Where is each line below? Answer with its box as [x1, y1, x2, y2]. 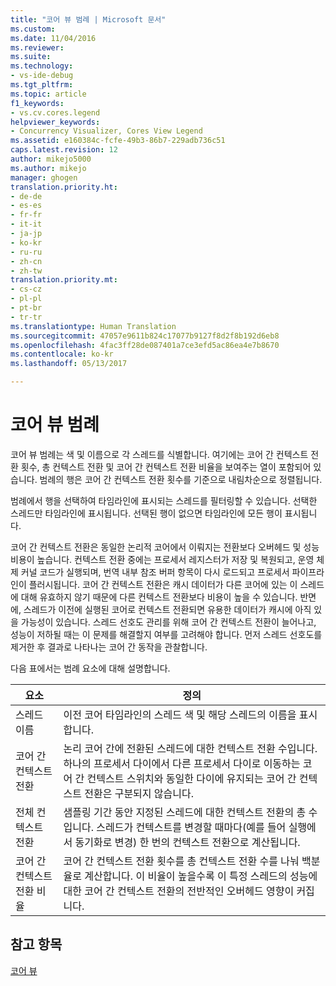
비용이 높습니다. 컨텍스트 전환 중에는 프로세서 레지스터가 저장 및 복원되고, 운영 [10, 553, 315, 565]
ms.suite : [10, 52, 52, 62]
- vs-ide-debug [10, 71, 74, 81]
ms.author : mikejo [10, 163, 87, 173]
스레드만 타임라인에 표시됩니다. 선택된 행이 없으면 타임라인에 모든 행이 [10, 507, 283, 519]
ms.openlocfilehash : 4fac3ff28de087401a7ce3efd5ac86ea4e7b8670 [10, 340, 280, 350]
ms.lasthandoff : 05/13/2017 [10, 359, 128, 369]
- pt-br [10, 303, 43, 313]
